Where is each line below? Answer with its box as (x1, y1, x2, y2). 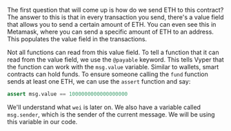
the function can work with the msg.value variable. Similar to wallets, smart (7, 63, 219, 71)
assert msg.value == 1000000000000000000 (7, 91, 128, 97)
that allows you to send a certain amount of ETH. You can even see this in (7, 21, 217, 28)
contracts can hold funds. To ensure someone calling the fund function (7, 70, 208, 78)
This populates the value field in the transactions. (7, 35, 147, 43)
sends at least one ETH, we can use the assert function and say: (7, 78, 191, 85)
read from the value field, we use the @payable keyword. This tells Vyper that (7, 56, 224, 64)
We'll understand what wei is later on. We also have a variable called (7, 103, 201, 111)
